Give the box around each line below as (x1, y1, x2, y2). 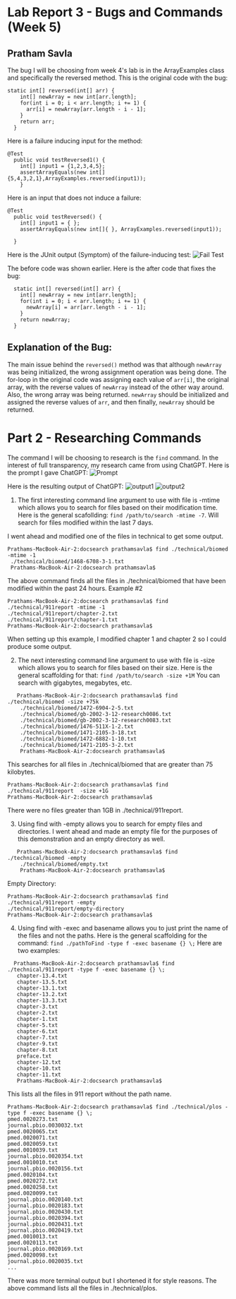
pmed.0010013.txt (7, 1233, 58, 1240)
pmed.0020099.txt (7, 1190, 58, 1197)
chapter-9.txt (16, 1040, 58, 1047)
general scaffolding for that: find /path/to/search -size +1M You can (17, 671, 221, 679)
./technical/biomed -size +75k (7, 698, 99, 705)
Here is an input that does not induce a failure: (7, 193, 142, 202)
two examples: (17, 946, 61, 954)
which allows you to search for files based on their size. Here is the (17, 663, 213, 671)
